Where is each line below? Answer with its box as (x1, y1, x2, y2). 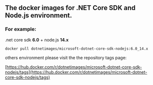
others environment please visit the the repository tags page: (5, 55, 127, 60)
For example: (5, 26, 36, 33)
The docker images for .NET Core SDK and (5, 4, 136, 12)
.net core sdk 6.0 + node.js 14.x (5, 37, 69, 42)
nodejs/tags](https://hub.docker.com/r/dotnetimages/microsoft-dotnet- (5, 69, 148, 75)
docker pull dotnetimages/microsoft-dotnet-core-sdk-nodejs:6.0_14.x (5, 46, 149, 51)
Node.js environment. (5, 12, 73, 20)
